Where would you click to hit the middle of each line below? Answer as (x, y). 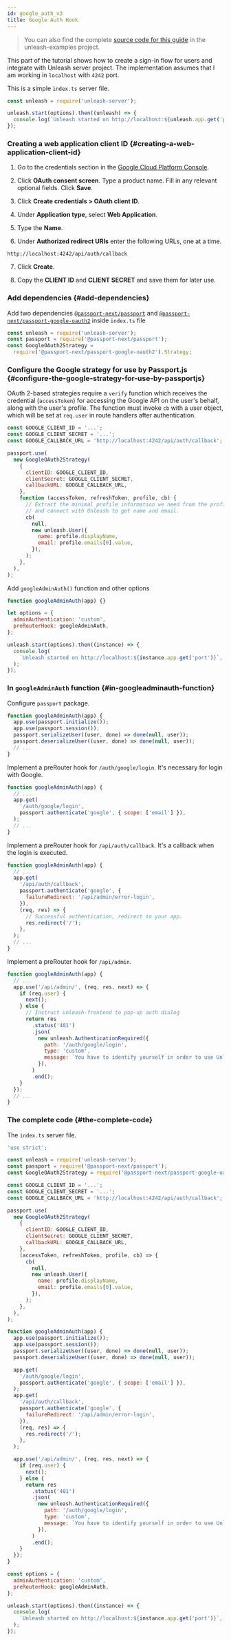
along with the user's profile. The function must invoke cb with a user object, (115, 408)
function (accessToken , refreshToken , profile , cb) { (98, 498)
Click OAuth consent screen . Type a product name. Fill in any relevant (117, 180)
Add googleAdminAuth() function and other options (78, 588)
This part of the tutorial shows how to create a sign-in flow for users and (110, 60)
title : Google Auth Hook (43, 20)
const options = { (33, 1574)
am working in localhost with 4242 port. (63, 75)
